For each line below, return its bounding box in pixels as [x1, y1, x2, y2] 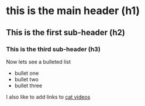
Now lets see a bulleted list [6, 58, 71, 65]
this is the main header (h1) [6, 4, 140, 18]
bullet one [14, 69, 39, 77]
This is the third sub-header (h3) [6, 45, 101, 53]
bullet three [14, 82, 43, 89]
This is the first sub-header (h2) [6, 28, 126, 37]
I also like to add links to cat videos [6, 93, 91, 100]
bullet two [14, 76, 39, 83]
